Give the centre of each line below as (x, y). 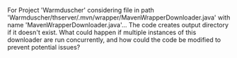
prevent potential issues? (44, 47)
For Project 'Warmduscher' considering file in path (81, 10)
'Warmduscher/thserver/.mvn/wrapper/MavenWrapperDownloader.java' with (119, 17)
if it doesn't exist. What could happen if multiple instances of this (102, 32)
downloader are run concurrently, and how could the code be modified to (114, 40)
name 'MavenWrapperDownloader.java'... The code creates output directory (118, 25)
